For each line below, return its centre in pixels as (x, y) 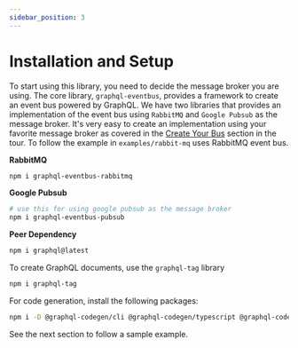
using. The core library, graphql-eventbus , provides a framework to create (144, 95)
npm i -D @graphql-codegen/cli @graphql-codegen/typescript (123, 317)
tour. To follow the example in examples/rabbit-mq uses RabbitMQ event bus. (149, 142)
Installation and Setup (92, 61)
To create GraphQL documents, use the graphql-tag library (117, 268)
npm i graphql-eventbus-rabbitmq (71, 176)
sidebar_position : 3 (47, 17)
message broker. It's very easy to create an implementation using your (138, 123)
